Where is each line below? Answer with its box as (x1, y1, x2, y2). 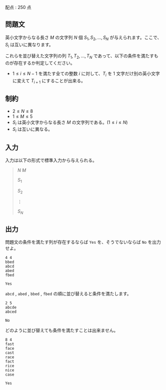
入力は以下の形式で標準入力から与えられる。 (5, 157, 97, 163)
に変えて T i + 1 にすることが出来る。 (12, 78, 86, 85)
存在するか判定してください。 (13, 60, 75, 66)
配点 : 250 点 (5, 4, 31, 10)
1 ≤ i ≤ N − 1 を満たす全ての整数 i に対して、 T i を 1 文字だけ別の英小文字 (12, 71, 161, 78)
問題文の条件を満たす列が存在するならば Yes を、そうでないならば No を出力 (5, 239, 161, 245)
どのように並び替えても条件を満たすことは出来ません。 (5, 327, 119, 333)
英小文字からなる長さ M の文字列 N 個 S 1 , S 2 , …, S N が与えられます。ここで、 (5, 34, 162, 41)
